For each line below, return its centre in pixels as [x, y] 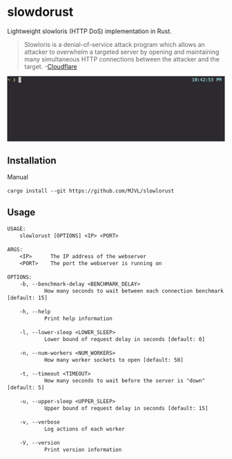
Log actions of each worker [85, 429]
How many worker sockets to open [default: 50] [114, 360]
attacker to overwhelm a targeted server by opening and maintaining [122, 52]
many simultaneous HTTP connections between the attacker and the [122, 59]
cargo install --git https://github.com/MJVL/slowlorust [91, 191]
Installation [32, 160]
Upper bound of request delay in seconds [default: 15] [126, 409]
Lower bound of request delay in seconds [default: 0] [125, 340]
